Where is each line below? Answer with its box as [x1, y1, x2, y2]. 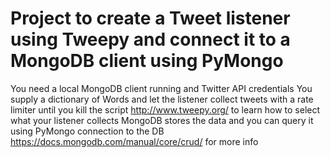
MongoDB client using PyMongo [10, 50, 284, 72]
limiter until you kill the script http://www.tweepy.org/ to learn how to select [10, 103, 321, 116]
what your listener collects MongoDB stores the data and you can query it [10, 114, 314, 126]
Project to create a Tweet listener [10, 7, 291, 30]
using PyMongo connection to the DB [10, 125, 165, 137]
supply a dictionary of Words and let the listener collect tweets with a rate [10, 93, 314, 105]
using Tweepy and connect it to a [10, 28, 291, 51]
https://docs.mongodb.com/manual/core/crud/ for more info [10, 135, 259, 147]
